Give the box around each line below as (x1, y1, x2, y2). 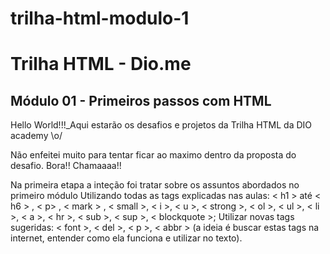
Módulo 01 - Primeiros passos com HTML (10, 92, 272, 109)
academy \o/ (10, 130, 63, 142)
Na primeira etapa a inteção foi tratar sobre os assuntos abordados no (10, 179, 300, 191)
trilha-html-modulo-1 (10, 7, 190, 30)
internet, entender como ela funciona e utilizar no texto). (10, 232, 243, 244)
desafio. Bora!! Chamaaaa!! (10, 160, 122, 172)
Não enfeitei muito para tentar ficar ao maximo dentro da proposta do (10, 149, 297, 161)
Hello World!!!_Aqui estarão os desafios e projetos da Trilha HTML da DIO (10, 119, 313, 131)
